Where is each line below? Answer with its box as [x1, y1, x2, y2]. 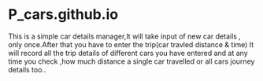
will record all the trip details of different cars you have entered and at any [8, 48, 248, 57]
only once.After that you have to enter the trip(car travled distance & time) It [8, 39, 254, 49]
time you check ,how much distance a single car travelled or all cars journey [8, 57, 255, 66]
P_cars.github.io [8, 6, 119, 24]
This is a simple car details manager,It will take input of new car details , [8, 31, 242, 41]
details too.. [8, 64, 46, 74]
